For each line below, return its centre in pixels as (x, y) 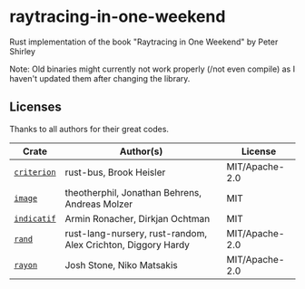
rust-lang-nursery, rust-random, (136, 233)
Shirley (23, 51)
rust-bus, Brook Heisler (115, 172)
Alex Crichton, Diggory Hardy (128, 245)
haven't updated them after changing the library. (100, 78)
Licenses (35, 107)
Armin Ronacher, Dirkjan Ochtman (138, 218)
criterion (35, 172)
